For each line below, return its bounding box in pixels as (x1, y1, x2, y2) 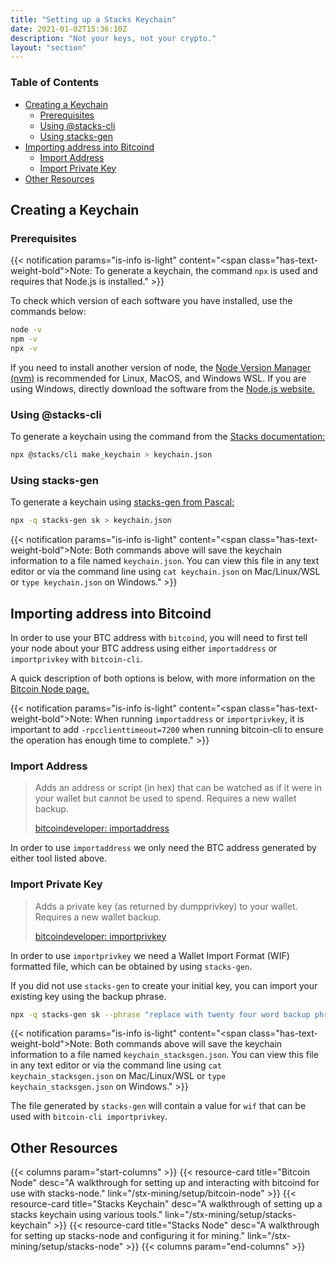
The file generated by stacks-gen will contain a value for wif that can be (10, 1100, 307, 1112)
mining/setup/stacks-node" (10, 1241, 124, 1253)
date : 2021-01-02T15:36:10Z (10, 24, 128, 34)
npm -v (10, 334, 38, 345)
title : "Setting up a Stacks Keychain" (10, 14, 177, 25)
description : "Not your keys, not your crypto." (10, 33, 217, 43)
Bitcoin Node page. (10, 683, 90, 695)
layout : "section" (10, 42, 87, 53)
